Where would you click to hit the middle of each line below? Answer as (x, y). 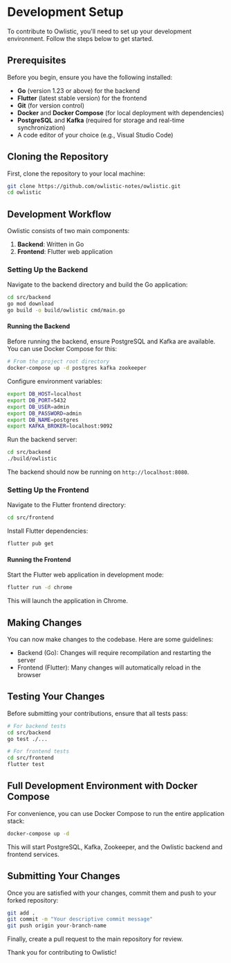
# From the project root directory (58, 361)
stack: (16, 821)
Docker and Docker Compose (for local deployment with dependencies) (121, 112)
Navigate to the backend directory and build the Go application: (98, 284)
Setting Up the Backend (48, 270)
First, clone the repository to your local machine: (76, 173)
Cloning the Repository (58, 157)
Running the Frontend (39, 559)
